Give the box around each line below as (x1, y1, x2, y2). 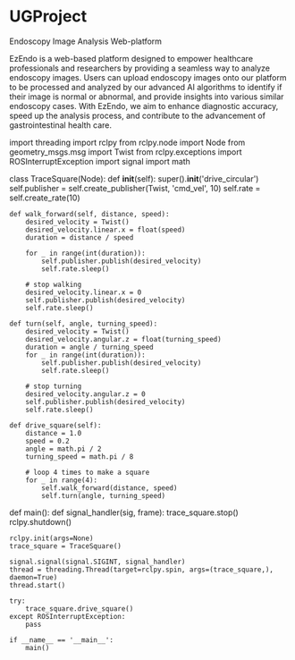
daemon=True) (9, 572, 58, 582)
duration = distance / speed (25, 233, 134, 242)
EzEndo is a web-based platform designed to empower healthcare (9, 53, 253, 63)
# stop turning (25, 382, 82, 391)
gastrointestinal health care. (9, 119, 112, 131)
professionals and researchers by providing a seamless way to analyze (9, 63, 271, 73)
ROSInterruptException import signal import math (9, 156, 190, 166)
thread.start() (9, 580, 66, 589)
